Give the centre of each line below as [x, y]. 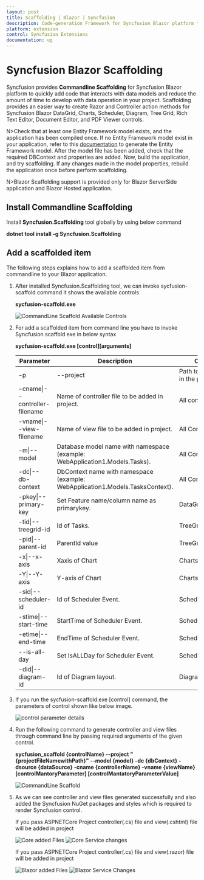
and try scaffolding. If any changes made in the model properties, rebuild [98, 163]
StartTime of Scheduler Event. [100, 620]
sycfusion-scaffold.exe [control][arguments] [73, 346]
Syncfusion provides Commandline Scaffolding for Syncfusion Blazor [94, 87]
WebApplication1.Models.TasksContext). [115, 487]
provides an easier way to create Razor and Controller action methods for [98, 106]
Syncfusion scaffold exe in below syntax [66, 334]
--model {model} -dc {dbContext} [134, 760]
